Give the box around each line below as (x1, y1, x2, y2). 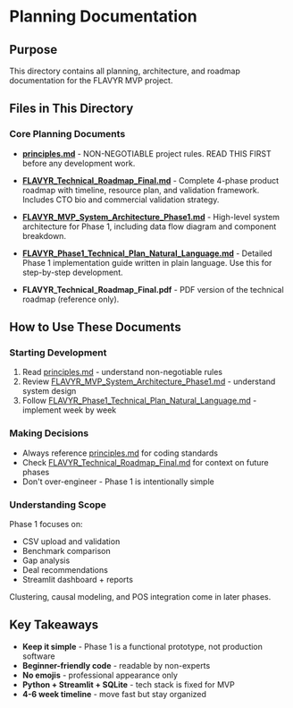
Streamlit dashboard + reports (21, 574, 134, 584)
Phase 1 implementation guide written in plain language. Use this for (21, 257, 272, 268)
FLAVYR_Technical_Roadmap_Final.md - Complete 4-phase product (21, 175, 280, 185)
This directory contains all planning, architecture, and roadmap (9, 65, 241, 76)
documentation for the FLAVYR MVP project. (9, 75, 173, 86)
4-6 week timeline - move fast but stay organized (21, 688, 207, 699)
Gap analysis (21, 555, 71, 566)
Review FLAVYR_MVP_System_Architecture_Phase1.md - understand (21, 376, 276, 387)
